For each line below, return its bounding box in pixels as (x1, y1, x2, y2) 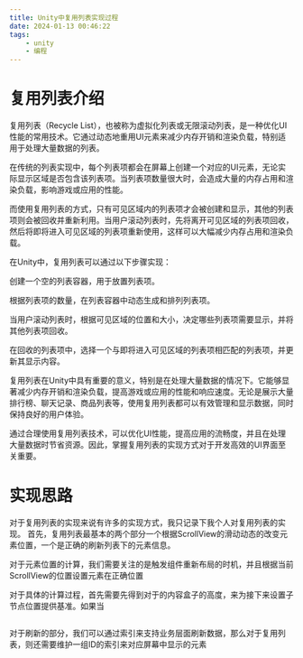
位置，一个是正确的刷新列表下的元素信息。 (16, 540, 176, 551)
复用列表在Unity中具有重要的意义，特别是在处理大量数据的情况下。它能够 (9, 375, 282, 386)
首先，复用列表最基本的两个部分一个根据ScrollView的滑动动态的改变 (26, 529, 280, 539)
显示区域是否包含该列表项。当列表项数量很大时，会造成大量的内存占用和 (16, 173, 286, 184)
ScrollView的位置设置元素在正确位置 (9, 570, 144, 580)
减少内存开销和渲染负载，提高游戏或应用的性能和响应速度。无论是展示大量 (16, 386, 294, 397)
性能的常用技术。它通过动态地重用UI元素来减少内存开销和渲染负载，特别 (9, 132, 279, 143)
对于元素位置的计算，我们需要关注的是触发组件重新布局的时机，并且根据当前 (9, 559, 294, 570)
